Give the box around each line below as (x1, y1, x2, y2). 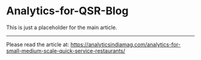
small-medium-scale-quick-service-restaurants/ (6, 47, 126, 54)
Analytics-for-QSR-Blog (6, 4, 129, 18)
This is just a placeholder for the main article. (6, 24, 118, 31)
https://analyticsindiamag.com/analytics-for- (70, 40, 181, 48)
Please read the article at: (6, 40, 69, 48)
